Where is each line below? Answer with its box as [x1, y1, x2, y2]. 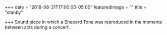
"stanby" [5, 9, 23, 15]
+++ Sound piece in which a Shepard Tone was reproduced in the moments [5, 19, 162, 25]
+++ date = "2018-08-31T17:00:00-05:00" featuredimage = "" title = [5, 4, 147, 10]
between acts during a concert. [5, 24, 70, 30]
